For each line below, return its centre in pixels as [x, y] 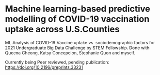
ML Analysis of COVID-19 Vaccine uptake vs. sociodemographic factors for [80, 42]
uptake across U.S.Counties [62, 29]
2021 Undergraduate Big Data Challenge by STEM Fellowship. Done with [77, 48]
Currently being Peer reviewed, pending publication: [57, 62]
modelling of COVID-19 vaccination [77, 19]
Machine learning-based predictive [78, 9]
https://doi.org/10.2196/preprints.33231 [44, 67]
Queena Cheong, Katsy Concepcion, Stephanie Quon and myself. [70, 53]
